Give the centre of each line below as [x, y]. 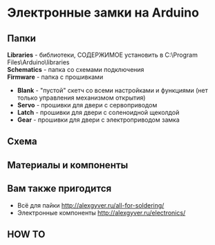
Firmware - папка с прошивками [55, 77]
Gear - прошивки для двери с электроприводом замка [98, 120]
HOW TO [26, 234]
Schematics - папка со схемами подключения [76, 70]
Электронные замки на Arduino [103, 13]
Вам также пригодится [59, 189]
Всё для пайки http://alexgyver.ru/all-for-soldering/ [91, 205]
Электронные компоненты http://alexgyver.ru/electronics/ [101, 212]
